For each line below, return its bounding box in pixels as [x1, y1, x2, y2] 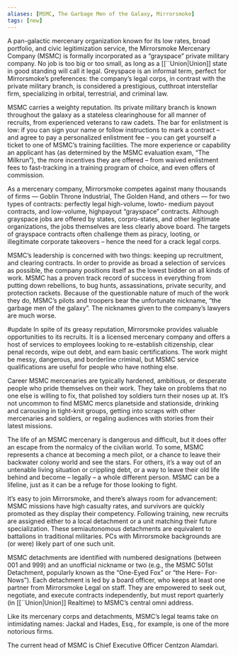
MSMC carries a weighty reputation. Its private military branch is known [7, 103, 217, 111]
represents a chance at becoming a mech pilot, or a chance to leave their [7, 450, 221, 459]
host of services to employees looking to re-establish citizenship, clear [7, 340, 214, 348]
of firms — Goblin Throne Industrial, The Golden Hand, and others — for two [7, 192, 230, 201]
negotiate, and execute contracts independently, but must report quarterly [7, 590, 225, 599]
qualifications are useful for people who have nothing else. [7, 362, 178, 371]
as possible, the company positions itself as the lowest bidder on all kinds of [7, 266, 230, 274]
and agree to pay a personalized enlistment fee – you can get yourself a [7, 133, 217, 142]
